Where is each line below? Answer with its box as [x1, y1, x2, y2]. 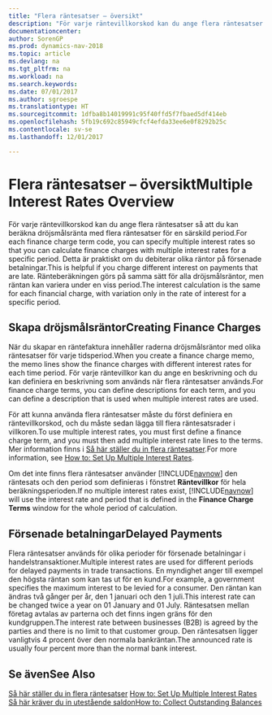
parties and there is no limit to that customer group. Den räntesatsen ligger [8, 626, 258, 636]
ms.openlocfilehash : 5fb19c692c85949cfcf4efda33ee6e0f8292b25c [8, 118, 227, 126]
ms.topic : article [8, 50, 71, 58]
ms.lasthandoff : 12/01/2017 [8, 133, 104, 141]
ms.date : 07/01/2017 [8, 87, 79, 96]
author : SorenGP [8, 34, 63, 43]
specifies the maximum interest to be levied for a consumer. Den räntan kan [8, 583, 262, 593]
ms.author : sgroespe [8, 95, 79, 103]
